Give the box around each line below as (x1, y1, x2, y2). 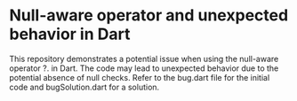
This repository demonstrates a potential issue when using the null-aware (9, 53, 279, 64)
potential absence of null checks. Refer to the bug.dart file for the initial (9, 72, 270, 82)
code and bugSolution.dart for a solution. (9, 82, 160, 92)
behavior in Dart (9, 24, 131, 44)
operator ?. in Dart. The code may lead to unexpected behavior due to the (9, 63, 279, 74)
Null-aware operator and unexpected (9, 5, 289, 26)
